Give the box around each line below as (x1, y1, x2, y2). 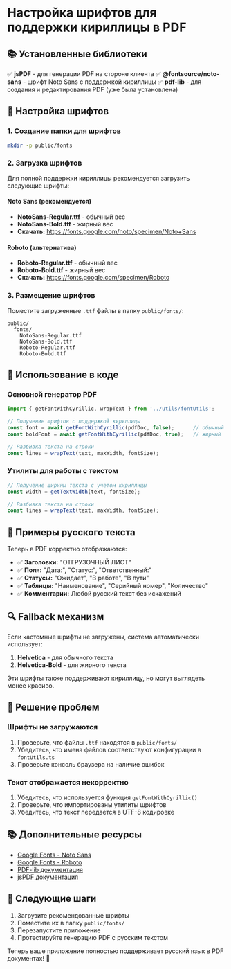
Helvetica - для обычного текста (17, 653, 114, 661)
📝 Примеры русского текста (7, 526, 136, 538)
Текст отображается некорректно (7, 777, 129, 787)
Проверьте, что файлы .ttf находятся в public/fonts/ (17, 738, 178, 746)
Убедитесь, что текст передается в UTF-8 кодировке (17, 808, 175, 816)
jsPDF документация (17, 873, 79, 881)
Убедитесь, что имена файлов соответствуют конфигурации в (17, 745, 202, 754)
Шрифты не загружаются (7, 722, 98, 732)
